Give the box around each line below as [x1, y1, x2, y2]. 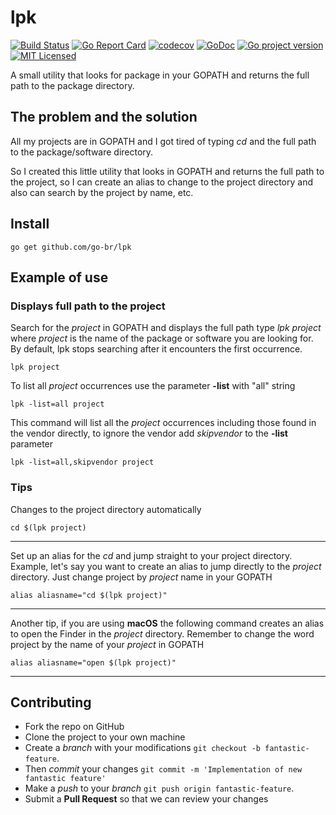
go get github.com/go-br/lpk [10, 242, 132, 252]
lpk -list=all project [10, 399, 105, 410]
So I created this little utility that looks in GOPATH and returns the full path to [10, 165, 325, 177]
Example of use [10, 269, 109, 286]
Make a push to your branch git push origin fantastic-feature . [24, 782, 295, 795]
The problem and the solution [10, 109, 198, 126]
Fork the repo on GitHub [24, 721, 125, 733]
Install [10, 216, 50, 233]
